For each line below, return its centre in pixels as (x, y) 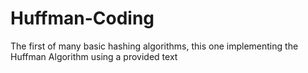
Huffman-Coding (82, 18)
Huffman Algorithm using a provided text (94, 56)
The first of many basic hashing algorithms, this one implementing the (154, 46)
